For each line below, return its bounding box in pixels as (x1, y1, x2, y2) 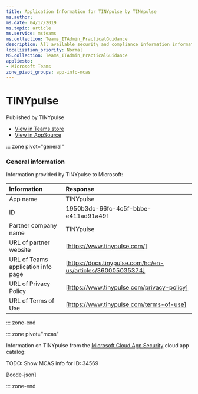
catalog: (6, 349, 26, 356)
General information (6, 157, 65, 166)
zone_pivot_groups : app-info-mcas (6, 69, 91, 75)
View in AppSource (14, 132, 62, 139)
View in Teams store (14, 125, 64, 133)
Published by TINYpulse (6, 114, 65, 121)
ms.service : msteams (6, 31, 57, 37)
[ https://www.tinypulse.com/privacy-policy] (65, 284, 189, 292)
